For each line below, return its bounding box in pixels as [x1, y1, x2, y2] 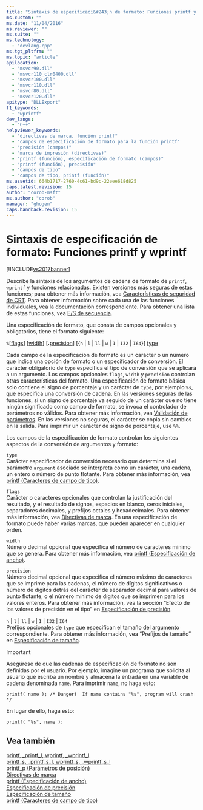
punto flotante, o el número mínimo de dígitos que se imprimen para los [6, 593, 185, 600]
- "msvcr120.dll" [12, 94, 56, 100]
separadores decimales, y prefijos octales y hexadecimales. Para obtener [6, 507, 190, 514]
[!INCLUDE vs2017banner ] [6, 265, 71, 273]
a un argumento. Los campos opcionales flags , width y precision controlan [6, 371, 195, 378]
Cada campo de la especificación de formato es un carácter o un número [6, 352, 190, 359]
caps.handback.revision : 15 [6, 206, 78, 213]
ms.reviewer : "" [6, 26, 47, 32]
